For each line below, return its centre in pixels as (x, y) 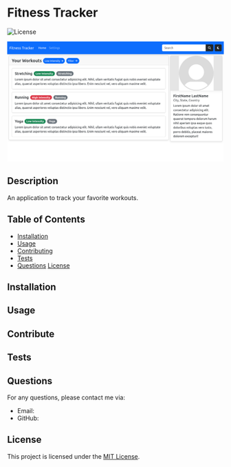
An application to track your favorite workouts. (73, 197)
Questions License (43, 265)
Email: (26, 411)
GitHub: (28, 418)
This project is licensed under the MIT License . (74, 456)
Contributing (35, 250)
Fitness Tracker (53, 13)
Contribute (31, 334)
